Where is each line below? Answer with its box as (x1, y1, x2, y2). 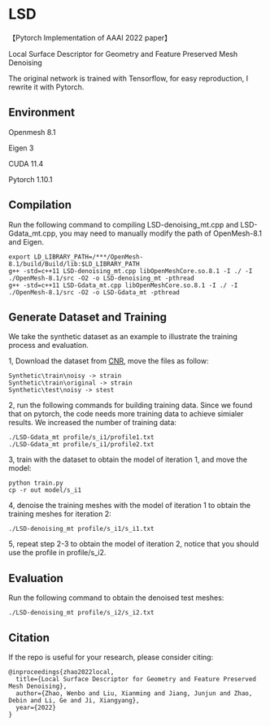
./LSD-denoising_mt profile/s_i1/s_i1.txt (8, 525, 155, 533)
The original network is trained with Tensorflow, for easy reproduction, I (8, 73, 249, 83)
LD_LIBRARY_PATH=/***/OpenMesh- (33, 253, 144, 261)
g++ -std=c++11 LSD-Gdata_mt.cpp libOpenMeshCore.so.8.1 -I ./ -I (8, 281, 238, 289)
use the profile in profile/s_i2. (8, 548, 107, 558)
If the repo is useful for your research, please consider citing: (8, 652, 214, 662)
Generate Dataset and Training (8, 310, 168, 324)
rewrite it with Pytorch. (8, 82, 85, 92)
